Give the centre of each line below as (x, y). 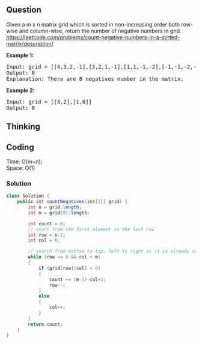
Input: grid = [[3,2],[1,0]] (49, 102)
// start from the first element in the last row (91, 229)
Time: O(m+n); (24, 161)
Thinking (23, 127)
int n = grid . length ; (55, 207)
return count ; (45, 324)
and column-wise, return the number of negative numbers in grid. (100, 31)
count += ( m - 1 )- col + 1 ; (78, 280)
